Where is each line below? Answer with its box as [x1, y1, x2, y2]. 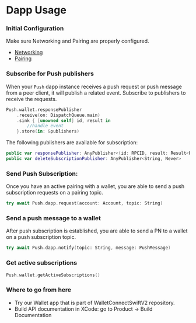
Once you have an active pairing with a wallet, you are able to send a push [6, 183, 185, 190]
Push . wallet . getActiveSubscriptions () [6, 272, 100, 278]
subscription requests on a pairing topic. [6, 189, 103, 196]
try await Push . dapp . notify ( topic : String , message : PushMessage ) [6, 245, 171, 251]
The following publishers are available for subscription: [6, 139, 138, 146]
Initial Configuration [6, 25, 64, 33]
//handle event [27, 123, 64, 129]
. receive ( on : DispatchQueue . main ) [16, 112, 100, 118]
